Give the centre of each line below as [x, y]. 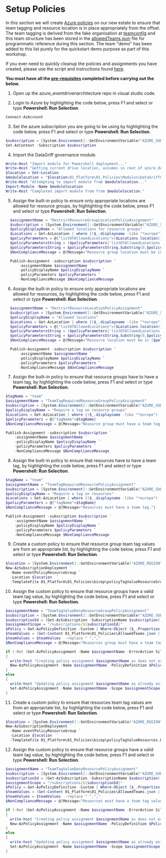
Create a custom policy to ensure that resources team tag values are [82, 702]
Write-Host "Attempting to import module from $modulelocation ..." [76, 182]
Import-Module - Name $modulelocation [44, 186]
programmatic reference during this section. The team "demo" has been [79, 43]
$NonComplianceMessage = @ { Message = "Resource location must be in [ [82, 340]
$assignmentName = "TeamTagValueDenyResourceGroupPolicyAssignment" [77, 611]
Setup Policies [35, 9]
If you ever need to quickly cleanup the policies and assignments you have [81, 64]
